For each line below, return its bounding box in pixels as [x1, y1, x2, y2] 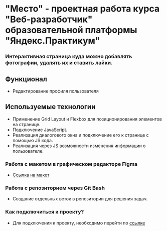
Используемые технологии [5, 102, 96, 111]
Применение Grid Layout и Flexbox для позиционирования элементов [12, 116, 162, 122]
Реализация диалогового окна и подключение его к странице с [12, 132, 149, 138]
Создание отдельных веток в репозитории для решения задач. [12, 196, 148, 202]
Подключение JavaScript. [12, 127, 68, 133]
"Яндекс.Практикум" [5, 35, 100, 47]
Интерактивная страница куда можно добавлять [5, 53, 132, 60]
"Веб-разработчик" [5, 14, 93, 25]
